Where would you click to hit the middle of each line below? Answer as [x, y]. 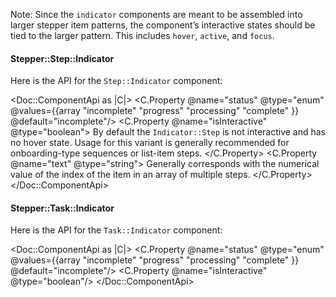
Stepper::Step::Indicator [62, 58]
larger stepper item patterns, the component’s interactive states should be [163, 25]
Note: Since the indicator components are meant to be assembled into [156, 14]
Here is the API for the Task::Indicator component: [116, 230]
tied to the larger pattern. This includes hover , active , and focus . [142, 35]
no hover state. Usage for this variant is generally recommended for [150, 143]
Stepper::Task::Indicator [62, 208]
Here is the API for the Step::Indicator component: [116, 81]
